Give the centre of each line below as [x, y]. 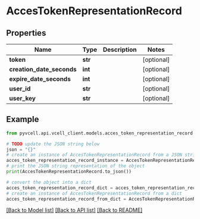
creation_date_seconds [43, 69]
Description [120, 50]
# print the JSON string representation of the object [76, 166]
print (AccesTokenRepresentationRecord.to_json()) [69, 172]
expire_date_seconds [40, 79]
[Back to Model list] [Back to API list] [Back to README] [74, 210]
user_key [22, 98]
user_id [20, 89]
